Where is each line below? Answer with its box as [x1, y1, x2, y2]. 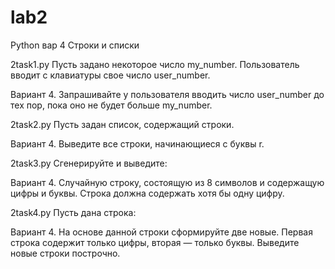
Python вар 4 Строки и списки [10, 39, 140, 51]
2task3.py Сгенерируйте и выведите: [10, 157, 168, 169]
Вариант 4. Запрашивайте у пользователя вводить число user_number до [10, 88, 325, 100]
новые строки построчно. [10, 247, 121, 259]
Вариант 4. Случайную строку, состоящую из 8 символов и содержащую [10, 176, 325, 188]
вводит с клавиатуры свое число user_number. [10, 69, 211, 81]
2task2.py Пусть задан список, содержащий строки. [10, 118, 235, 130]
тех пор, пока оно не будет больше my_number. [10, 99, 213, 111]
